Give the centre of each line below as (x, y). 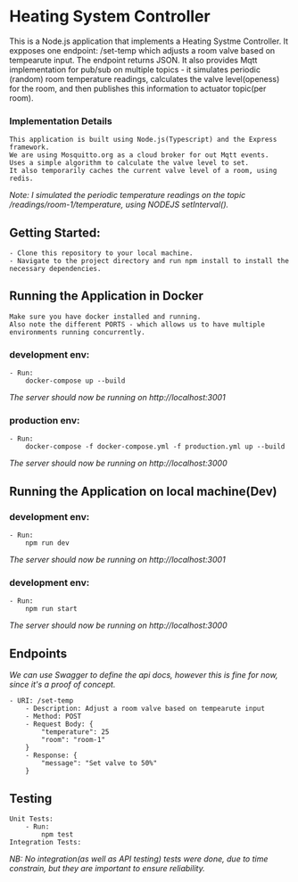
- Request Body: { (59, 724)
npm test (58, 835)
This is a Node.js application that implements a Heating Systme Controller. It (149, 41)
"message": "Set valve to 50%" (99, 763)
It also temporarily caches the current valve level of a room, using (143, 171)
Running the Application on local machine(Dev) (143, 491)
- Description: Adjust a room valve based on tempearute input (145, 709)
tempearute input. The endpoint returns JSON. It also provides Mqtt (133, 60)
